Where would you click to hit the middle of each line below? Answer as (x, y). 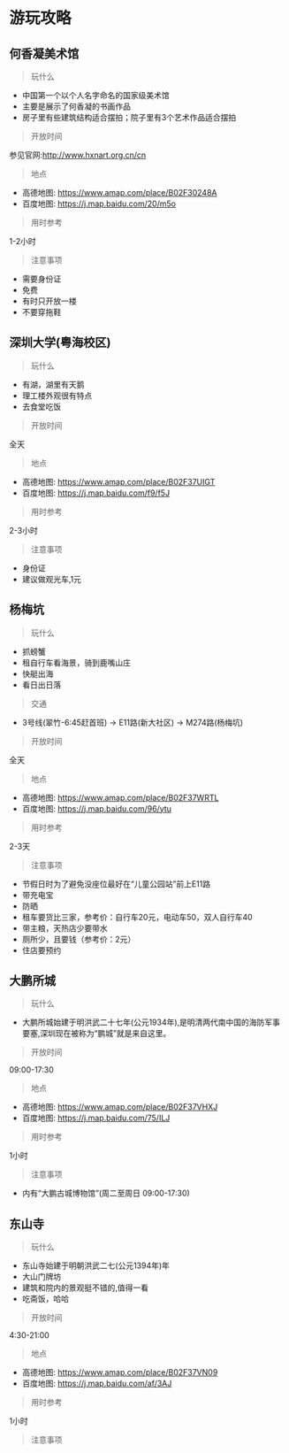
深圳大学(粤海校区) (60, 343)
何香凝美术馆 (44, 54)
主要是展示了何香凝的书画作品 (76, 106)
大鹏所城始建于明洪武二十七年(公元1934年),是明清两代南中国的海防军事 (151, 1022)
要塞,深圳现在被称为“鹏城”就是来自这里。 (96, 1034)
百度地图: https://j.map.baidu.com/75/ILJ (96, 1118)
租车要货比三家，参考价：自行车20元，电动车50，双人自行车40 (137, 917)
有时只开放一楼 (49, 301)
